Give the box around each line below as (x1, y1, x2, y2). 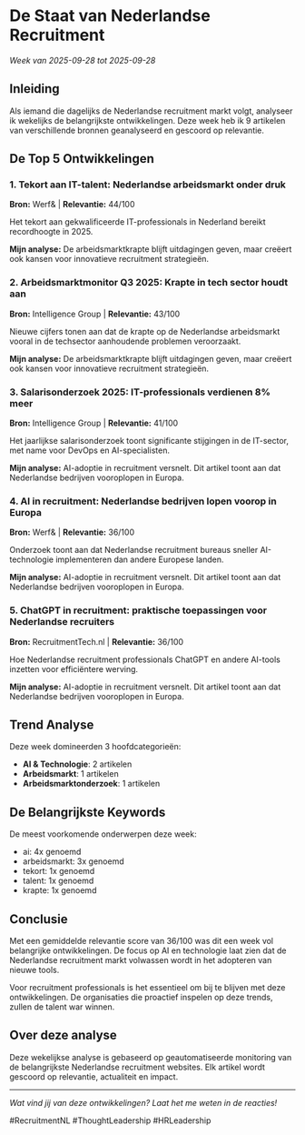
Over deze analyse (9, 1028, 118, 1043)
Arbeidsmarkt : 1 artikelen (22, 768, 120, 779)
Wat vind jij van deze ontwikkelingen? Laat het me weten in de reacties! (9, 1097, 278, 1108)
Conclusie (9, 911, 68, 927)
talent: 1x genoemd (22, 875, 94, 887)
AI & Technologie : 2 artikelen (22, 758, 133, 769)
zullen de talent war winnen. (9, 1001, 115, 1012)
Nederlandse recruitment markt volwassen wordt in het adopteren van (9, 955, 272, 966)
